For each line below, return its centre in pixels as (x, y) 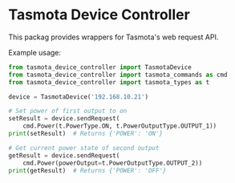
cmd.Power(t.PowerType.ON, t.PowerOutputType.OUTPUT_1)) (120, 126)
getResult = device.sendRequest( (64, 155)
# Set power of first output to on (68, 111)
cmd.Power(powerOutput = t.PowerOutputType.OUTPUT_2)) (113, 163)
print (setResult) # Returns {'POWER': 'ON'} (85, 134)
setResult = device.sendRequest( (64, 119)
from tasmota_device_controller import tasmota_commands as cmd (118, 75)
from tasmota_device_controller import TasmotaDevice (100, 67)
